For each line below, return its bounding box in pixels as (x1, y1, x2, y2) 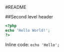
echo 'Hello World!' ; (5, 28, 50, 33)
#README (5, 4, 26, 10)
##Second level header (5, 14, 53, 19)
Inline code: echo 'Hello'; (5, 42, 60, 48)
